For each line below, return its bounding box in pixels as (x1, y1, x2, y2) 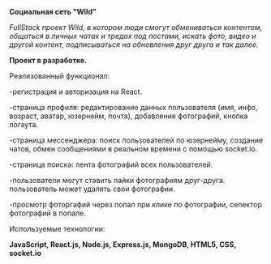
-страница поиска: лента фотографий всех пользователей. (9, 160, 213, 169)
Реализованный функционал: (9, 71, 110, 80)
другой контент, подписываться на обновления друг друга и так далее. (9, 40, 259, 49)
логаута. (9, 120, 39, 129)
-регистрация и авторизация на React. (9, 87, 143, 96)
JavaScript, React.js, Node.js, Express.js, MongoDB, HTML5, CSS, (9, 240, 237, 249)
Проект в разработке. (9, 56, 88, 65)
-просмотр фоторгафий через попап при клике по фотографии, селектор (9, 200, 262, 209)
